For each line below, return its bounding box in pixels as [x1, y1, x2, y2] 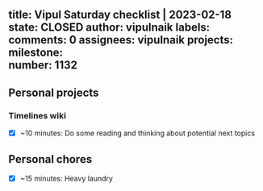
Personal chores [8, 152, 93, 166]
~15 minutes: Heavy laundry [19, 173, 113, 183]
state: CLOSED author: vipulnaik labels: [8, 21, 211, 35]
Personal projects [8, 85, 99, 99]
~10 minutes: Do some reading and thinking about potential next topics [19, 128, 256, 138]
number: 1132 [8, 58, 78, 73]
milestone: [8, 46, 63, 60]
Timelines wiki [8, 110, 67, 121]
